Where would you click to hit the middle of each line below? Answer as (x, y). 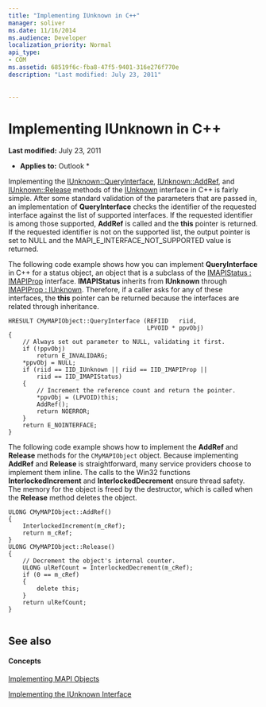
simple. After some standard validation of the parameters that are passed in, (133, 199)
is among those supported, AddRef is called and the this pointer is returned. (133, 224)
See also (30, 641)
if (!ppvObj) (44, 349)
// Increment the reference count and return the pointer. (137, 391)
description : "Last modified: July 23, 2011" (85, 75)
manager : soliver (37, 23)
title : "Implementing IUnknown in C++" (74, 15)
